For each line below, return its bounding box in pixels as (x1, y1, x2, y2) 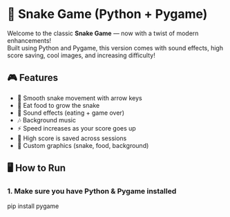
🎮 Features (7, 72, 59, 84)
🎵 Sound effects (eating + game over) (17, 108, 124, 117)
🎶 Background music (17, 115, 76, 124)
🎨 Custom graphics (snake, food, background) (17, 141, 149, 149)
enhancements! (7, 36, 52, 44)
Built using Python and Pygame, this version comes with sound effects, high (7, 44, 223, 52)
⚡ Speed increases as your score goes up (17, 124, 136, 132)
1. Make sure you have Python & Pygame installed (7, 187, 177, 196)
